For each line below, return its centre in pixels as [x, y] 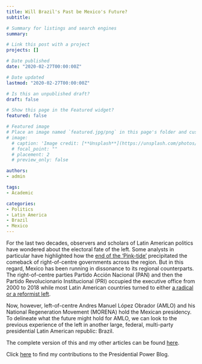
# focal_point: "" [35, 149]
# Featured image [28, 127]
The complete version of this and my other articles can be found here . [93, 343]
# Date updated [25, 77]
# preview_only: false [40, 160]
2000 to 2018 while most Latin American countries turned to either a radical [100, 288]
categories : [21, 204]
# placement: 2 [31, 154]
